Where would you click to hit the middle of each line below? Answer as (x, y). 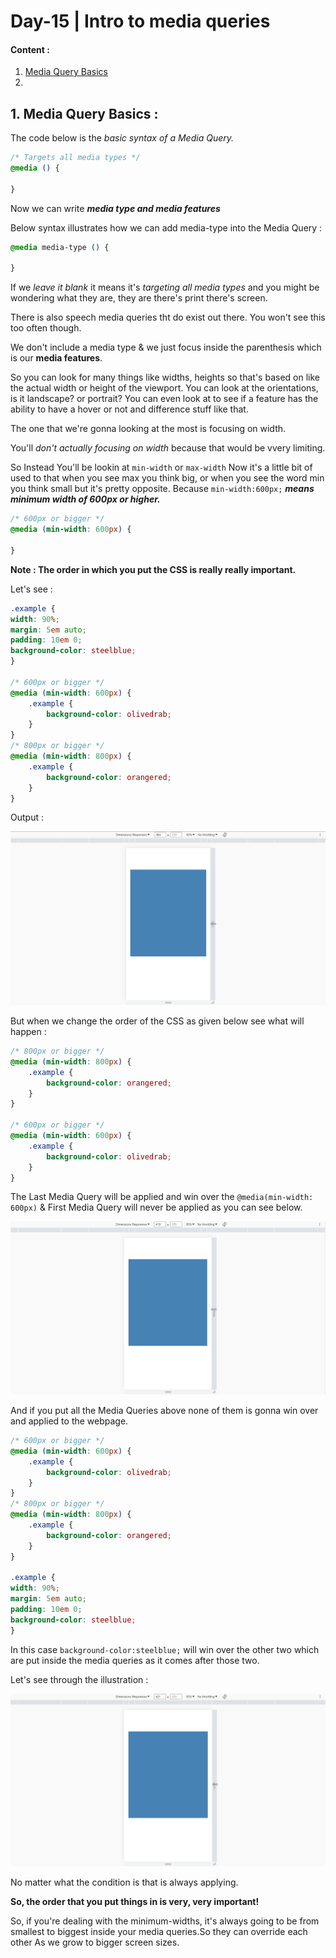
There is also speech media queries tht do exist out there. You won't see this (168, 317)
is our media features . (56, 358)
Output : (27, 817)
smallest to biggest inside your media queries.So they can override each (159, 1932)
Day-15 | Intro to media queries (140, 21)
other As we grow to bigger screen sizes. (95, 1942)
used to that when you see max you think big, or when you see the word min (167, 478)
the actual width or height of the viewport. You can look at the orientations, (164, 388)
